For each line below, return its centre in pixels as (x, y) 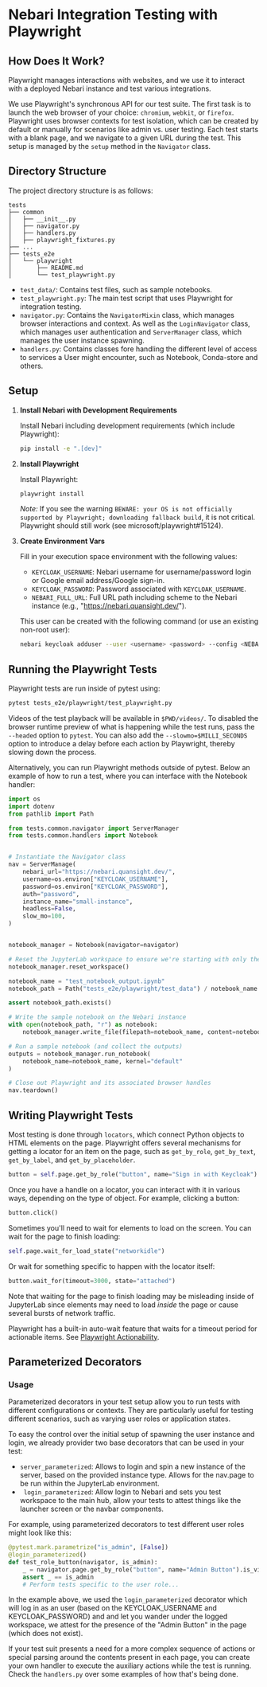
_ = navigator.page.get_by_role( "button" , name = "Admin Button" (130, 1570)
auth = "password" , (51, 894)
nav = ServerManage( (43, 865)
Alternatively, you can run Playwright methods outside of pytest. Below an (129, 767)
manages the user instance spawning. (82, 340)
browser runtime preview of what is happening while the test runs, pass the (132, 726)
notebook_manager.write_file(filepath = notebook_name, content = (130, 1032)
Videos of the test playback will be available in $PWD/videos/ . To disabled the (133, 718)
